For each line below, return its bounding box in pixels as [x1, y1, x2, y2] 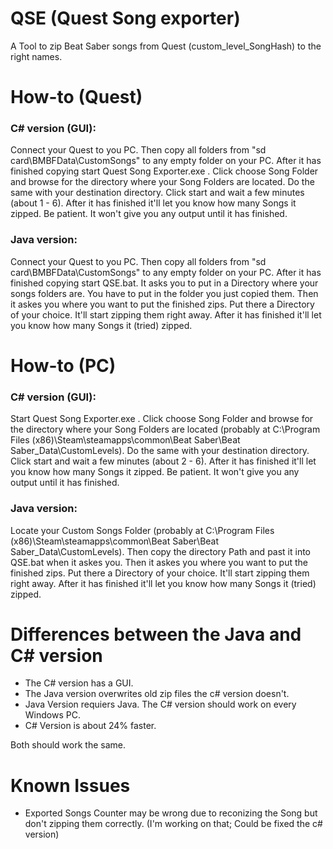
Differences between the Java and [10, 623, 302, 646]
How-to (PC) [10, 354, 117, 377]
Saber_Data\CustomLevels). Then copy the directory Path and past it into [10, 545, 312, 557]
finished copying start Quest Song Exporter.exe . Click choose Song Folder [10, 165, 319, 177]
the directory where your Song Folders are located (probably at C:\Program [10, 423, 321, 436]
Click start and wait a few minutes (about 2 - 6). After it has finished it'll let [10, 455, 317, 467]
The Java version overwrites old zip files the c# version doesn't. [24, 688, 290, 700]
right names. [10, 50, 63, 62]
